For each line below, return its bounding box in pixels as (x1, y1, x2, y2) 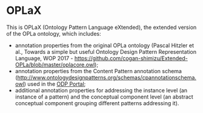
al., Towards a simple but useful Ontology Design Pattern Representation (15, 48, 197, 55)
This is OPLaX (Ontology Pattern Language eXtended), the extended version (6, 24, 197, 31)
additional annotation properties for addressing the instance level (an (15, 86, 188, 94)
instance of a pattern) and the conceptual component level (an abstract (15, 93, 194, 100)
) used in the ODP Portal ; (24, 80, 86, 88)
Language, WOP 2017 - (15, 54, 74, 62)
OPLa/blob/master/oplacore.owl (15, 61, 95, 68)
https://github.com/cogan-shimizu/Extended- (74, 54, 188, 62)
